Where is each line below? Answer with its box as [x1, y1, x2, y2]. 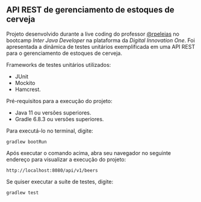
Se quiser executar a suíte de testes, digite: [6, 178, 114, 185]
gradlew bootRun [6, 139, 47, 145]
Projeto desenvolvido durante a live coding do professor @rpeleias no [6, 30, 179, 37]
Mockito [14, 79, 36, 86]
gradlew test [6, 189, 39, 195]
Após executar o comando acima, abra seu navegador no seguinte [6, 149, 172, 156]
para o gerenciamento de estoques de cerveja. [6, 49, 122, 57]
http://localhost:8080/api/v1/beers [6, 167, 98, 174]
